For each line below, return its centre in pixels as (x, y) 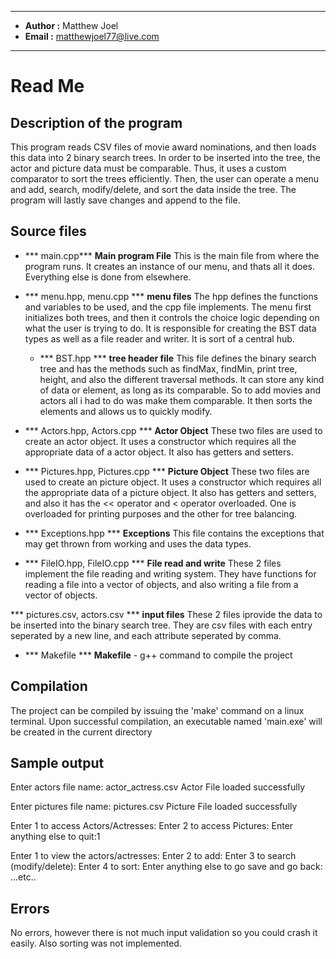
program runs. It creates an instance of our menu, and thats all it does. (170, 266)
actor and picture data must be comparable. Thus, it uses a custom (148, 168)
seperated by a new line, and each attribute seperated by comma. (146, 635)
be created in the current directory (81, 732)
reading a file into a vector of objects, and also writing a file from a (161, 584)
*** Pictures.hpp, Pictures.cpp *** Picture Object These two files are (167, 471)
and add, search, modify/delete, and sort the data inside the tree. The (153, 189)
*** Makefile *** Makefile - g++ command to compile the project (158, 655)
